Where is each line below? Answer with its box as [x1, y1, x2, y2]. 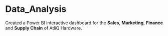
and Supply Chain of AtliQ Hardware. [5, 25, 82, 31]
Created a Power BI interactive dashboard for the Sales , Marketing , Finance [5, 20, 163, 26]
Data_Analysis [5, 3, 67, 15]
